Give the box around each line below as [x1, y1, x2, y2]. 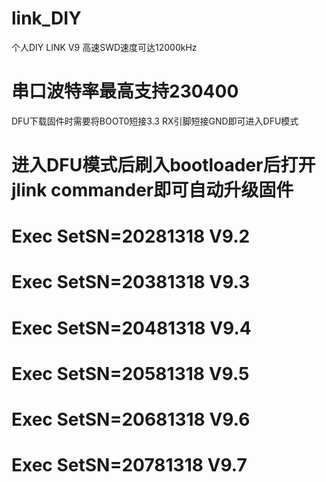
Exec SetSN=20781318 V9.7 [11, 454, 248, 477]
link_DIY [11, 7, 82, 30]
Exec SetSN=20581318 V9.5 [11, 362, 250, 385]
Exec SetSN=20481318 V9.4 [11, 317, 252, 339]
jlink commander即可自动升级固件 [11, 179, 294, 202]
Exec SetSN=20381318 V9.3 [11, 271, 251, 294]
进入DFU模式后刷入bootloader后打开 [11, 154, 316, 177]
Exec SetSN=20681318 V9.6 [11, 408, 251, 431]
